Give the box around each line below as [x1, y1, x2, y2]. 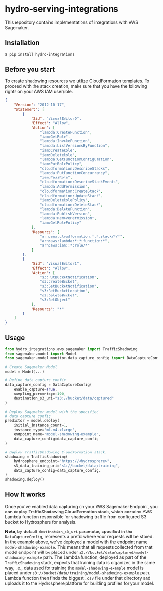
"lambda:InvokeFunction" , [39, 139, 92, 144]
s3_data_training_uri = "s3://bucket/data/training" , [14, 463, 120, 469]
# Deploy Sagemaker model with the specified [5, 409, 98, 414]
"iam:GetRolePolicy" [39, 220, 81, 225]
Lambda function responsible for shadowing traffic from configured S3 [5, 513, 147, 520]
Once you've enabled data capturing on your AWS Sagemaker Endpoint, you [5, 503, 158, 509]
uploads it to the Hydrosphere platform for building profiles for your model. [5, 580, 154, 586]
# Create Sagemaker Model [5, 364, 57, 369]
